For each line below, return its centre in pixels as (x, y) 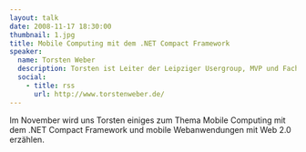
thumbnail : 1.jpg (42, 35)
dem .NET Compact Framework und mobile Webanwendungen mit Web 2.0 (150, 129)
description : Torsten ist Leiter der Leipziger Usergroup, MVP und (148, 69)
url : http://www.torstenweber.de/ (99, 94)
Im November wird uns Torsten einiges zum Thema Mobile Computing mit (148, 120)
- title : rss (51, 86)
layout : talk (34, 18)
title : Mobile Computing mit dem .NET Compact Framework (120, 43)
